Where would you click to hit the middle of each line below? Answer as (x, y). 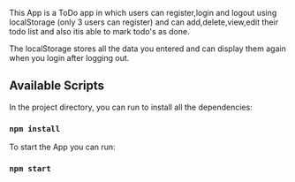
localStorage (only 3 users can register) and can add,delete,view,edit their (144, 22)
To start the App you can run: (63, 147)
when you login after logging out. (69, 58)
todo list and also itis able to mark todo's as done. (99, 31)
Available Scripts (57, 86)
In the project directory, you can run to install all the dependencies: (131, 107)
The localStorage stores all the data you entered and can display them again (148, 49)
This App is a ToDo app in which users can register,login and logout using (143, 13)
